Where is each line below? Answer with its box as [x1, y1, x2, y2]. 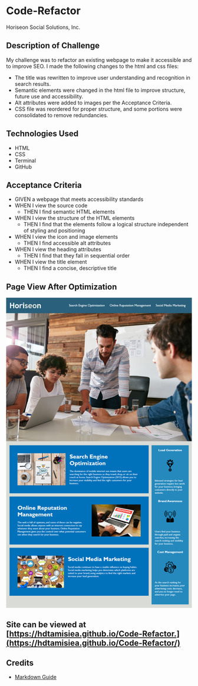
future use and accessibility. [14, 93, 84, 100]
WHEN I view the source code [14, 202, 88, 209]
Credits [6, 658, 34, 668]
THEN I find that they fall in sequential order [23, 252, 130, 259]
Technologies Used [6, 128, 78, 139]
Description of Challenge [6, 41, 100, 51]
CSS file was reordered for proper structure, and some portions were [14, 105, 183, 113]
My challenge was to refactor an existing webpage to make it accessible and [6, 56, 192, 63]
